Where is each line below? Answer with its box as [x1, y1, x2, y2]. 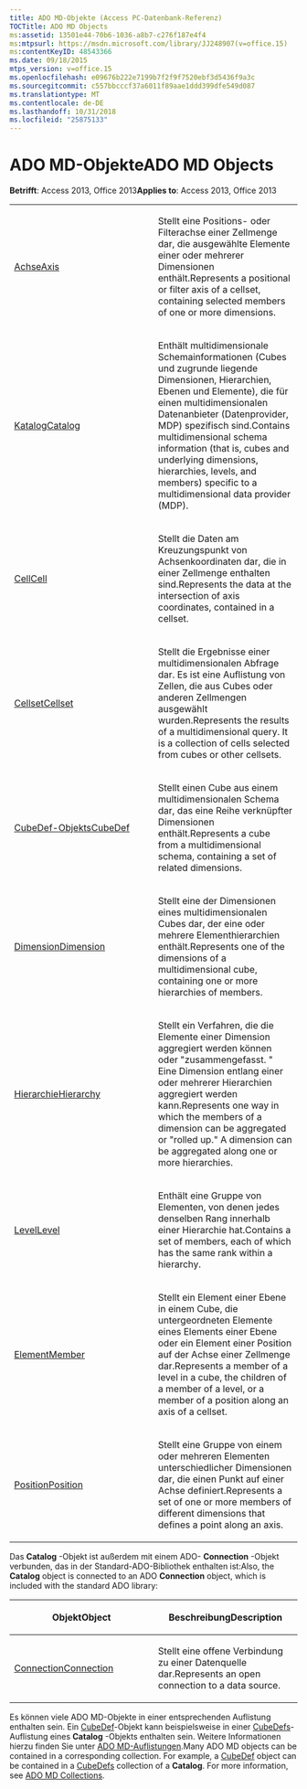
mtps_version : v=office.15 [9, 65, 112, 74]
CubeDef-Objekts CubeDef [14, 822, 131, 835]
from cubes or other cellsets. [158, 749, 281, 761]
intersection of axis [158, 590, 240, 602]
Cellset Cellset [14, 697, 74, 709]
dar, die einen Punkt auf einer [158, 1473, 285, 1486]
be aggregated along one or [158, 1145, 278, 1157]
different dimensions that [158, 1507, 266, 1520]
